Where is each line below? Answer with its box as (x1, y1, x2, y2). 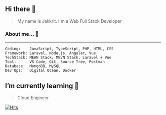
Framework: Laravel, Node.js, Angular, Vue (5, 51, 96, 56)
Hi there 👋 (5, 5, 36, 13)
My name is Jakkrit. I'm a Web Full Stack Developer (17, 18, 122, 24)
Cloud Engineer (17, 95, 49, 101)
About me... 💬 (5, 30, 39, 37)
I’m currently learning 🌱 (5, 81, 79, 90)
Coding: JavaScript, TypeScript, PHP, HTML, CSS (5, 47, 114, 52)
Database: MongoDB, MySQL (5, 64, 61, 69)
